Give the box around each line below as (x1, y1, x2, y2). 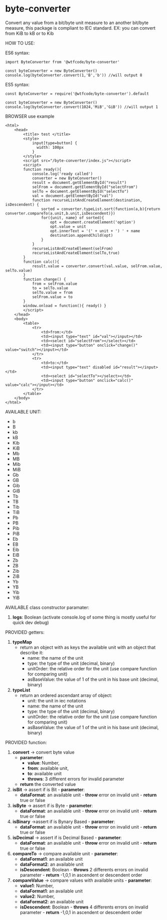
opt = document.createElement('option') (50, 220, 136, 225)
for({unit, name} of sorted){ (41, 215, 104, 220)
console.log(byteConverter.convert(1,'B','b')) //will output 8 (5, 72, 142, 78)
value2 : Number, (20, 893, 55, 899)
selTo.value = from (32, 290, 73, 295)
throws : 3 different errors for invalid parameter (27, 776, 124, 782)
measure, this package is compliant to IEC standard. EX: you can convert (5, 25, 155, 31)
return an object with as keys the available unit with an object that (20, 644, 156, 650)
